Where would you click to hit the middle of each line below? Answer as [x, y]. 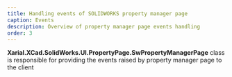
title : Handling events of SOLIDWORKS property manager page [98, 14]
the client [20, 67]
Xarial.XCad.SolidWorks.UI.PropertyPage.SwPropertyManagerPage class [116, 53]
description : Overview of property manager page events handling [103, 26]
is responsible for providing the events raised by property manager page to [115, 60]
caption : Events [31, 20]
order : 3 [20, 33]
